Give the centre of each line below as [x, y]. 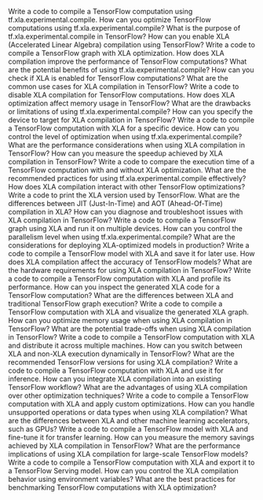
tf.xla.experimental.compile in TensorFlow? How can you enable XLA [119, 36]
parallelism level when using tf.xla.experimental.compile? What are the [122, 237]
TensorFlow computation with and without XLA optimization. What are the [127, 170]
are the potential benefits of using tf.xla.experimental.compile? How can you [131, 70]
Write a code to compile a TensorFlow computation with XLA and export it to [131, 462]
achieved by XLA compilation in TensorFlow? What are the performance [124, 446]
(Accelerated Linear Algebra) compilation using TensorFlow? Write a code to [131, 45]
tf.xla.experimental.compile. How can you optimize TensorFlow [110, 20]
